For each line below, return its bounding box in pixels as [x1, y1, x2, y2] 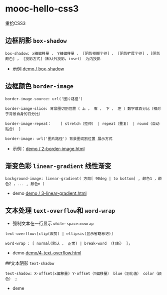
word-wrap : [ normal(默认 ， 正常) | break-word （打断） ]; [5, 241, 131, 246]
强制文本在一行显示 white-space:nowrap [12, 220, 94, 226]
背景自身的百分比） [8, 111, 42, 116]
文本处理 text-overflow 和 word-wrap [5, 206, 115, 215]
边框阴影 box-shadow [5, 36, 67, 45]
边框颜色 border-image [5, 82, 73, 90]
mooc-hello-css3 [5, 3, 79, 15]
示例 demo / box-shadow [12, 66, 64, 72]
